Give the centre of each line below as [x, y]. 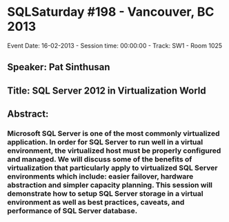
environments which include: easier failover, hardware [100, 177]
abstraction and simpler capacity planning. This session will [110, 185]
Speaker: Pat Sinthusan [59, 67]
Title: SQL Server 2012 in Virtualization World [107, 90]
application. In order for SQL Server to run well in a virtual [105, 142]
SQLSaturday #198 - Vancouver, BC [111, 12]
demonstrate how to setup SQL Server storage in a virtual [105, 194]
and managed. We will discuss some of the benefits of [100, 159]
